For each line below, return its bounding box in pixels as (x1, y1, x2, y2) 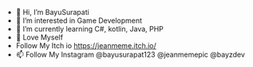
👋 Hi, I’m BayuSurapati (15, 8, 89, 17)
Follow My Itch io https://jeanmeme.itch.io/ (15, 41, 157, 50)
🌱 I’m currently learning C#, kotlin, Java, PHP (15, 24, 164, 33)
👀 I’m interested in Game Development (15, 16, 142, 25)
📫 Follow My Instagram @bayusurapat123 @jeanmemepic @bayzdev (15, 50, 246, 59)
